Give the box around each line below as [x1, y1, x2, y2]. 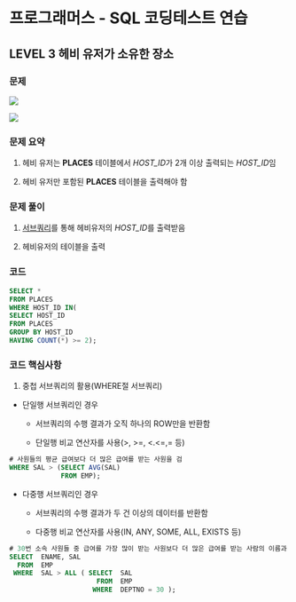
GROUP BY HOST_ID [9, 328, 74, 337]
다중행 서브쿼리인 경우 [21, 488, 99, 499]
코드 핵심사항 [9, 359, 62, 371]
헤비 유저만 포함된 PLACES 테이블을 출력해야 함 [21, 177, 188, 187]
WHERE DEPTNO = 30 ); [92, 585, 176, 595]
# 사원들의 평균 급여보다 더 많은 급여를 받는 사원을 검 [9, 455, 183, 464]
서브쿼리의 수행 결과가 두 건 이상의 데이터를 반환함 [35, 507, 208, 518]
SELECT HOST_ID [9, 312, 66, 321]
